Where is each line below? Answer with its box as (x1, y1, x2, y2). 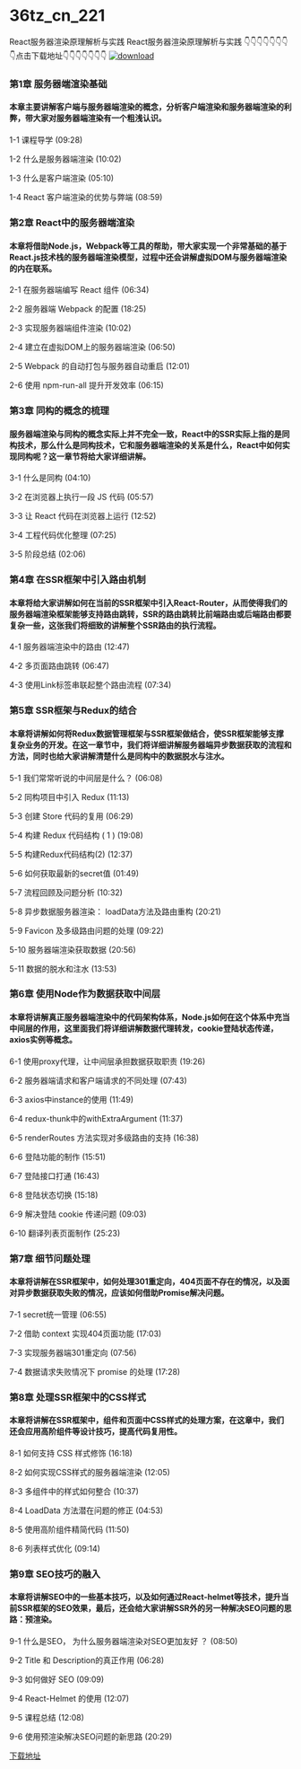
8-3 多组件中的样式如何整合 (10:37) (9, 1485, 139, 1496)
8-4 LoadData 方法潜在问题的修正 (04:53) (9, 1505, 164, 1516)
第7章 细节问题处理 (9, 1252, 91, 1264)
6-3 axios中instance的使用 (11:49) (9, 1094, 134, 1105)
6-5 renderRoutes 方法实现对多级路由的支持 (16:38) (9, 1132, 200, 1143)
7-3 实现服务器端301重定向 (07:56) (9, 1347, 137, 1358)
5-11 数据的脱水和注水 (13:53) (9, 963, 117, 974)
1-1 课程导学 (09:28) (9, 135, 83, 145)
